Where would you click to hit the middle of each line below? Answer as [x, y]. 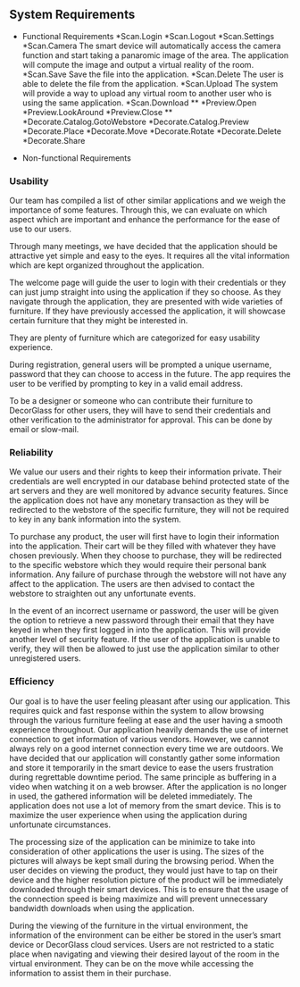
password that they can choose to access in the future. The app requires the [150, 374]
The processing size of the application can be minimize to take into [133, 841]
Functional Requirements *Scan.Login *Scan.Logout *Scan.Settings [148, 36]
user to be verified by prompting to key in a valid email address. [126, 384]
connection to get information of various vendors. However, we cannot [139, 739]
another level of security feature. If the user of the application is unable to [145, 640]
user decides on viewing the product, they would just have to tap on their [144, 870]
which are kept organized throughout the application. [107, 265]
